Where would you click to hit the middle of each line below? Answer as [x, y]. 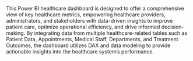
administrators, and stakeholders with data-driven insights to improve [90, 21]
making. [16, 33]
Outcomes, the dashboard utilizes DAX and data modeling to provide [88, 45]
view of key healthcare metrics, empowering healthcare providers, [86, 15]
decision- [173, 27]
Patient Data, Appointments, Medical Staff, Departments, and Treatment [92, 39]
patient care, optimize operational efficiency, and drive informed [83, 27]
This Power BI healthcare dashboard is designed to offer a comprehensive [95, 8]
